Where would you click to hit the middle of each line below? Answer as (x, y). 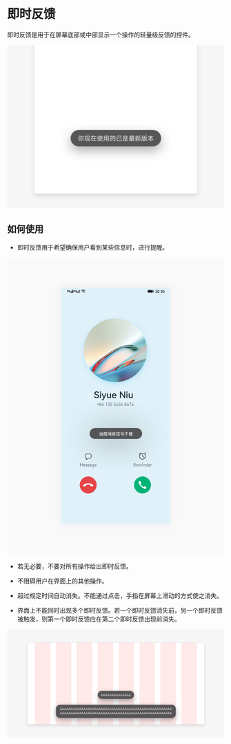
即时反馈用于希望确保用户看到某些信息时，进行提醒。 (93, 247)
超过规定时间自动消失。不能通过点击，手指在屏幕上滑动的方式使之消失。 (120, 595)
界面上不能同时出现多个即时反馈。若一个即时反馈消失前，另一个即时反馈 (120, 610)
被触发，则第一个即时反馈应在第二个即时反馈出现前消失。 (99, 619)
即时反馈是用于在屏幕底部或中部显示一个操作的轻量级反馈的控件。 (101, 35)
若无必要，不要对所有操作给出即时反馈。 (74, 566)
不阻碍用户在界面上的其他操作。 (62, 581)
